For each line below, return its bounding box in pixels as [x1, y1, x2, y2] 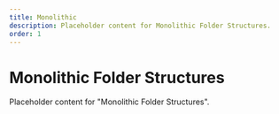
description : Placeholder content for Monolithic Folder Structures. [9, 21, 272, 30]
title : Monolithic [9, 12, 77, 22]
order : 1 [9, 29, 42, 38]
